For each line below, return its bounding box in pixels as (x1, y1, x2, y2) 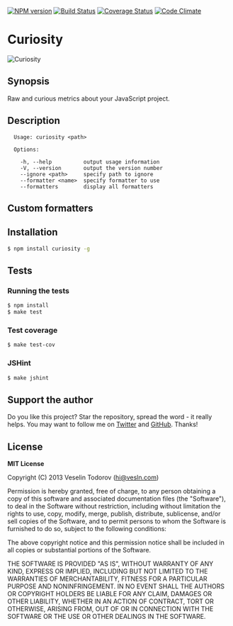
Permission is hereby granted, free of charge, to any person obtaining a (7, 487, 216, 496)
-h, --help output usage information (20, 158, 160, 166)
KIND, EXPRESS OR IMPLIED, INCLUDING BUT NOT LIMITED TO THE (7, 567, 208, 576)
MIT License (7, 460, 45, 468)
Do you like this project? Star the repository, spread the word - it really (7, 413, 212, 421)
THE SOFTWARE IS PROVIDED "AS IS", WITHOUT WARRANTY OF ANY (7, 559, 214, 568)
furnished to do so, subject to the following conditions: (7, 525, 166, 533)
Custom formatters (7, 202, 93, 214)
